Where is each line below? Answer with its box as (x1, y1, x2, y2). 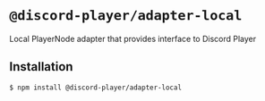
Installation (9, 59, 73, 74)
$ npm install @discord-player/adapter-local (9, 83, 182, 92)
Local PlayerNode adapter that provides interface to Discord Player (9, 33, 257, 44)
